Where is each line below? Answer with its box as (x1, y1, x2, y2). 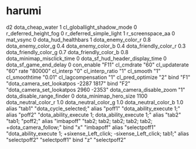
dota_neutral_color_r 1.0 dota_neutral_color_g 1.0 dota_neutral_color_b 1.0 (6, 98, 184, 105)
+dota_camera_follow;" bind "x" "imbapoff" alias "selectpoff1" (6, 124, 156, 131)
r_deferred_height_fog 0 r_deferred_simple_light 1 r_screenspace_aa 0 (6, 29, 175, 37)
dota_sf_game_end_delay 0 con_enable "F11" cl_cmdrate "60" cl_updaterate (6, 61, 189, 68)
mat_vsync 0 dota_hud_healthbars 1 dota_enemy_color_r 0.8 (6, 36, 151, 43)
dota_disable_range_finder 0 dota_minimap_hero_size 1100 (6, 92, 148, 100)
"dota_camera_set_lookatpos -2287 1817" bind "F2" (6, 80, 131, 87)
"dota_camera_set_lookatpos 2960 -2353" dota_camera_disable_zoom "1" (6, 86, 185, 93)
